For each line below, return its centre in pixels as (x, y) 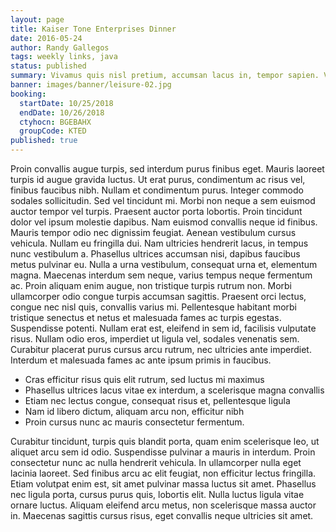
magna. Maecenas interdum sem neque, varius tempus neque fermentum (161, 275)
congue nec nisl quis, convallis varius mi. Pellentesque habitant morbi (153, 307)
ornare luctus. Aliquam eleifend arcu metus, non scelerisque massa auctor (163, 505)
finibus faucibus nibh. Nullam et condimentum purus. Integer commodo (157, 190)
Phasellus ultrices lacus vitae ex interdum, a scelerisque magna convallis (174, 390)
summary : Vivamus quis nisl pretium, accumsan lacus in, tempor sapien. (165, 76)
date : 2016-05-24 (46, 38)
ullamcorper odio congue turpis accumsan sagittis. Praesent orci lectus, (158, 296)
